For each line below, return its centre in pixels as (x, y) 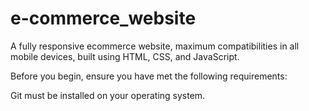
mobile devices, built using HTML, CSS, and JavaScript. (125, 56)
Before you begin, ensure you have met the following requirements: (149, 76)
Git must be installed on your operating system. (108, 95)
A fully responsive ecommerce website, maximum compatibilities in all (155, 46)
